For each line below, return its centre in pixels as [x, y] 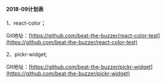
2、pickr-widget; [27, 54]
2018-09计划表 [25, 9]
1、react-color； [26, 23]
